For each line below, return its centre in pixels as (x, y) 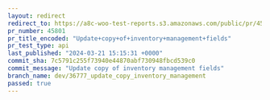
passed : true (29, 83)
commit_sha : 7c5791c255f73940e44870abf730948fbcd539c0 (102, 61)
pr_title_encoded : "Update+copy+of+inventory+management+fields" (119, 38)
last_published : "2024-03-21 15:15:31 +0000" (85, 53)
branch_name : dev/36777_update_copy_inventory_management (107, 76)
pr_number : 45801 (37, 31)
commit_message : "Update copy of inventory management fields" (116, 69)
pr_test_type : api (38, 46)
